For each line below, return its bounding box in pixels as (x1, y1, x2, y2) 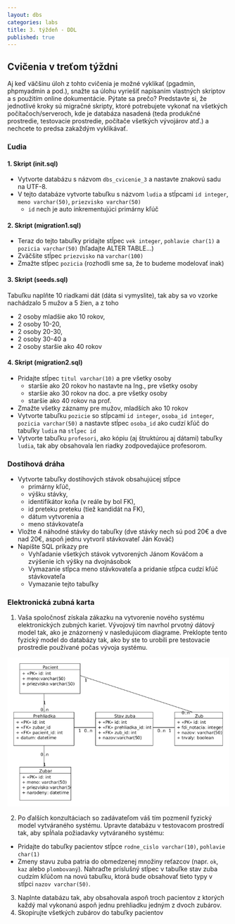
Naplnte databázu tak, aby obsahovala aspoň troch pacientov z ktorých (17, 893, 225, 901)
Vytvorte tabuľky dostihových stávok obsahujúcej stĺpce (17, 475, 181, 483)
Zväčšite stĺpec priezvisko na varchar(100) (17, 252, 144, 260)
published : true (7, 34, 55, 41)
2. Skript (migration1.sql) (7, 221, 82, 229)
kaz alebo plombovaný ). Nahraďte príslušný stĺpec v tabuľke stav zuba (17, 864, 218, 873)
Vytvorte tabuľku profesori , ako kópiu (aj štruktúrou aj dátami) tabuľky (17, 433, 223, 442)
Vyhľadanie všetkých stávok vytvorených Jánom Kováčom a (27, 550, 203, 558)
